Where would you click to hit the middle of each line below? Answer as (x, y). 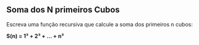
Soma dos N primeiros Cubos (63, 10)
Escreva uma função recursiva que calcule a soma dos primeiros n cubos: (99, 24)
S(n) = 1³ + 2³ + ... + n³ (35, 36)
